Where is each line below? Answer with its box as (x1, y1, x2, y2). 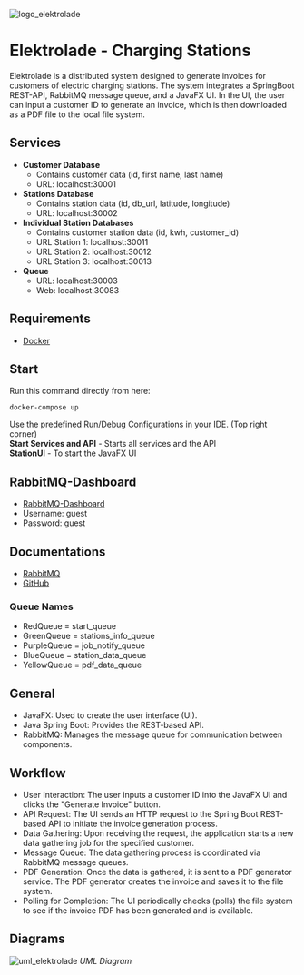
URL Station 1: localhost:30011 (35, 236, 149, 247)
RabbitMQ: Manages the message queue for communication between (22, 729, 283, 740)
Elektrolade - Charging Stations (9, 41, 251, 61)
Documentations (9, 544, 106, 559)
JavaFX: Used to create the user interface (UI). (22, 710, 198, 721)
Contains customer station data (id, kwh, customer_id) (35, 227, 240, 238)
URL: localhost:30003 (35, 275, 118, 286)
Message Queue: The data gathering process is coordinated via (22, 847, 261, 858)
